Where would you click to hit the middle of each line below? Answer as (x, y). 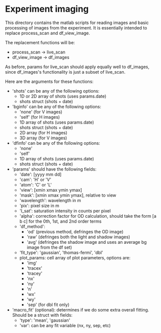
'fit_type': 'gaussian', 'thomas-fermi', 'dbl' (61, 252)
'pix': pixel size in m (39, 205)
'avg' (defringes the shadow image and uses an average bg (87, 242)
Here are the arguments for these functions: (49, 81)
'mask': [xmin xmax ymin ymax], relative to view (68, 195)
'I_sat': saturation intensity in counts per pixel (65, 211)
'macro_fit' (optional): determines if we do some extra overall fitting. (80, 309)
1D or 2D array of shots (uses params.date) (63, 96)
